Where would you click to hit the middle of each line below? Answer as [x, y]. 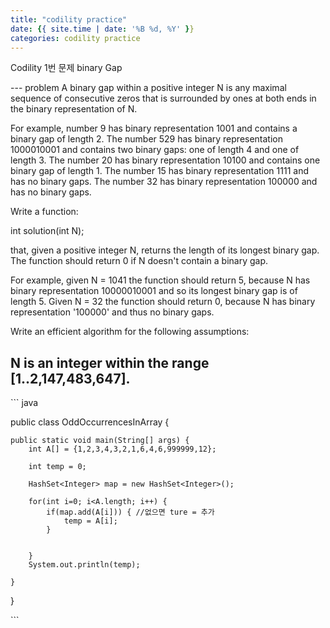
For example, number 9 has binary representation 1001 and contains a [154, 128]
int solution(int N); [47, 231]
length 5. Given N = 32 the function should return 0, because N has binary [163, 302]
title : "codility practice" [69, 19]
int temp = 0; [57, 467]
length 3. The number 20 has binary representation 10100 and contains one [165, 160]
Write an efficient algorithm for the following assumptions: [130, 332]
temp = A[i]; [90, 521]
